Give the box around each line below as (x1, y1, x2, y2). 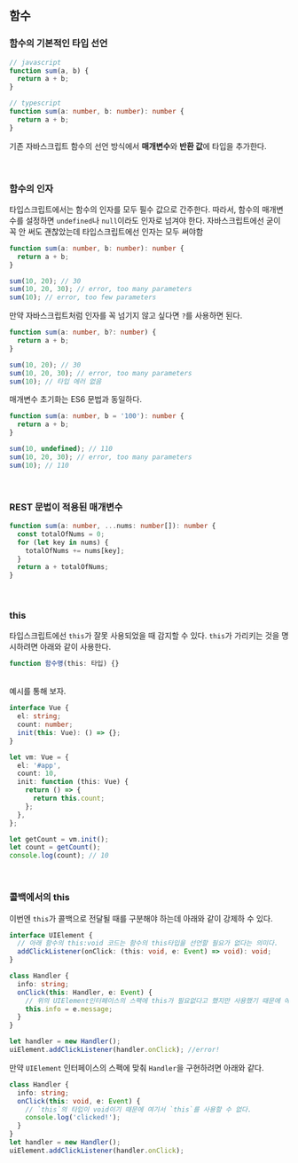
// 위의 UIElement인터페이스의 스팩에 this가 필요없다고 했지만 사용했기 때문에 (25, 996, 281, 1005)
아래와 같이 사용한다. (39, 642, 112, 653)
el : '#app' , (17, 761, 62, 770)
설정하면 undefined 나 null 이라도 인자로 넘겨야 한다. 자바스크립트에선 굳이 (25, 215, 281, 225)
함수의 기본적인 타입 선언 (9, 37, 108, 50)
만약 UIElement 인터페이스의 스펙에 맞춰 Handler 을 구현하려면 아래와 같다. (9, 1062, 264, 1072)
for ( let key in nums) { (17, 538, 109, 547)
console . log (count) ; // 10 (9, 851, 109, 860)
